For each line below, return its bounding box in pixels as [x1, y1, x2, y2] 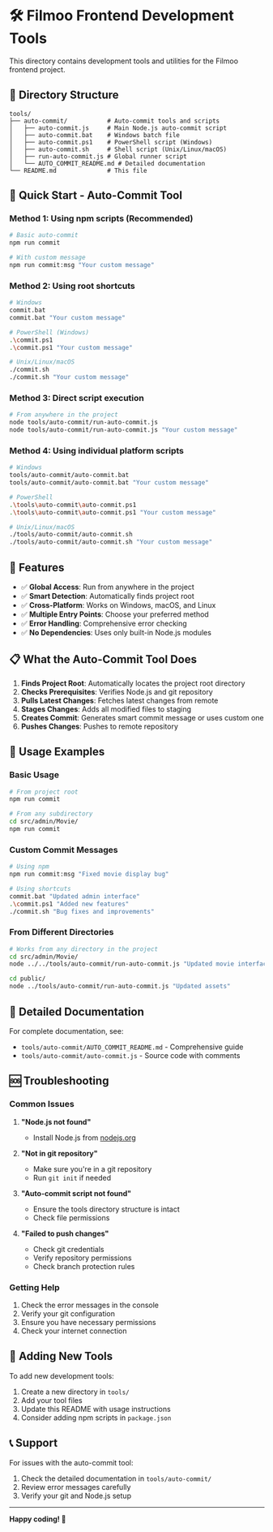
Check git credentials [32, 1244, 105, 1254]
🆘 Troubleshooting [9, 1074, 109, 1088]
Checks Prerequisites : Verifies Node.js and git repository [20, 686, 213, 696]
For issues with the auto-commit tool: [9, 1457, 134, 1467]
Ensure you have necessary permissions [20, 1317, 156, 1327]
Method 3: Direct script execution [9, 393, 144, 404]
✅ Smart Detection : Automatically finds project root [20, 592, 195, 601]
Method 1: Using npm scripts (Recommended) [9, 213, 194, 224]
